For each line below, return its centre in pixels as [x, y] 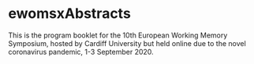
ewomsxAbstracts [70, 14]
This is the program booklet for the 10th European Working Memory [118, 35]
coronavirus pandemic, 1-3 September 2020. [81, 52]
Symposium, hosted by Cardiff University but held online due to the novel [127, 43]
